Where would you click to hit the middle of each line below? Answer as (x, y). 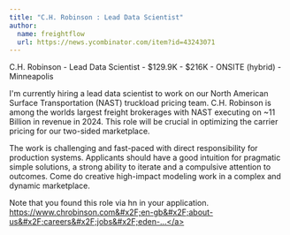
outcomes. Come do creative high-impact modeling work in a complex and (145, 177)
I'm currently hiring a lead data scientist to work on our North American (139, 94)
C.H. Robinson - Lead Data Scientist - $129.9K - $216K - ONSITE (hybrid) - (145, 67)
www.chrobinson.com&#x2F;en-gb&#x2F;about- (124, 212)
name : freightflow (51, 34)
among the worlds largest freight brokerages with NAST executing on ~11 (142, 112)
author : (23, 26)
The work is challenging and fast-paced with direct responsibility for (134, 148)
